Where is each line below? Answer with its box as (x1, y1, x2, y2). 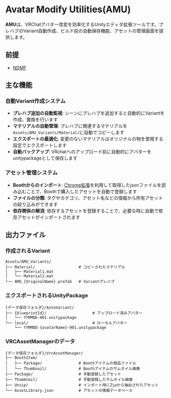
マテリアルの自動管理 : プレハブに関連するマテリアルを (12, 123, 127, 129)
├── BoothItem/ (5, 355, 38, 360)
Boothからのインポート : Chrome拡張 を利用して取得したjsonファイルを (12, 182, 162, 188)
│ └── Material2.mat (5, 274, 54, 279)
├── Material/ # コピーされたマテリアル (5, 265, 125, 270)
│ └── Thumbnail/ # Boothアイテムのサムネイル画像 (5, 366, 140, 371)
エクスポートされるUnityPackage (5, 292, 89, 299)
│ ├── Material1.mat (5, 269, 54, 275)
